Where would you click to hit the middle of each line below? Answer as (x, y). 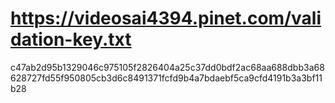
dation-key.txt (71, 39)
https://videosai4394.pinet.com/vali (166, 18)
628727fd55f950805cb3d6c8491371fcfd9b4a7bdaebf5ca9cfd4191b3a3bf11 (166, 78)
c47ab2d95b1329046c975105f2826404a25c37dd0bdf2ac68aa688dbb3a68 (167, 67)
